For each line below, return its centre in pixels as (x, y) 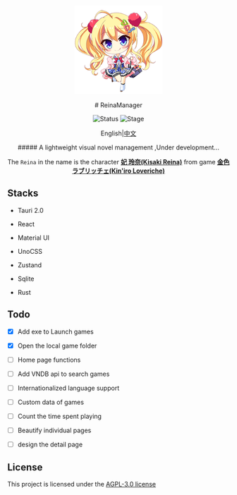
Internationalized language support (68, 388)
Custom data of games (51, 402)
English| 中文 (119, 133)
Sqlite (26, 279)
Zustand (30, 265)
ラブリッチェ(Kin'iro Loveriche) (119, 171)
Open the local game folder (57, 346)
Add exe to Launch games (55, 331)
